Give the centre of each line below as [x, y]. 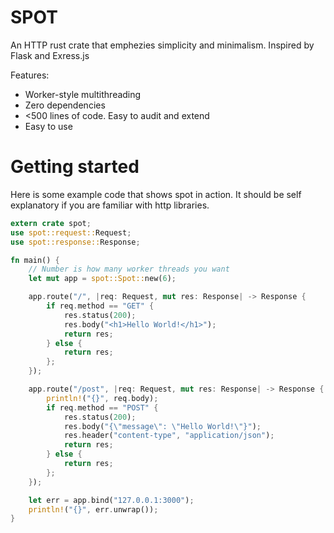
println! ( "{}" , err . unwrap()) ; [93, 509]
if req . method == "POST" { [102, 407]
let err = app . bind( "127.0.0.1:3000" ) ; [111, 500]
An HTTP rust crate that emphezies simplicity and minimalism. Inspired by [162, 45]
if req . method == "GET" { [100, 306]
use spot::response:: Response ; [75, 242]
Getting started [75, 167]
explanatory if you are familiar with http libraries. [110, 205]
